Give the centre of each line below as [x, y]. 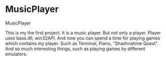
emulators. [16, 54]
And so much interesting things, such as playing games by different [75, 48]
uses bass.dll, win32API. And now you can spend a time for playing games [83, 38]
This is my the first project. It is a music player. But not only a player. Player [83, 32]
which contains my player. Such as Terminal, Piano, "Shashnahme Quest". [82, 43]
